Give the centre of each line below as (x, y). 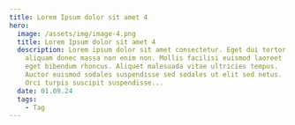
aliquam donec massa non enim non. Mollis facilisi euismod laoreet (154, 58)
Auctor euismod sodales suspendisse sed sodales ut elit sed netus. (154, 75)
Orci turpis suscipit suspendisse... (95, 83)
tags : (27, 99)
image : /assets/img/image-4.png (77, 33)
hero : (19, 26)
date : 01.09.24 (45, 91)
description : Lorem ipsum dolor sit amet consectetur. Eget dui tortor (152, 50)
